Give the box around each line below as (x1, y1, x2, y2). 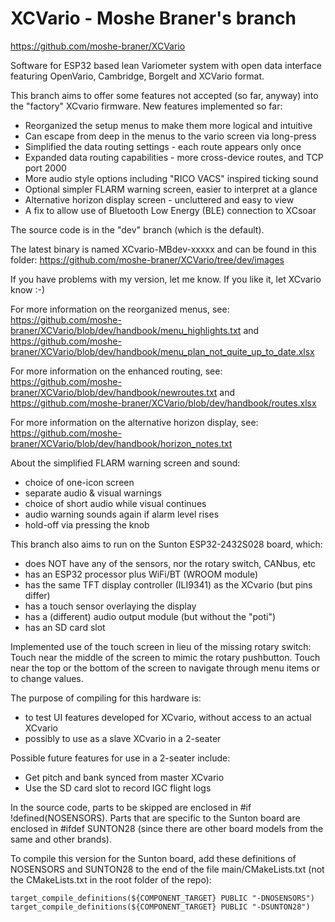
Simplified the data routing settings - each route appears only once (24, 140, 302, 152)
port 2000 (24, 162, 67, 174)
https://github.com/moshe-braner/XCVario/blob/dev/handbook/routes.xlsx (10, 397, 317, 409)
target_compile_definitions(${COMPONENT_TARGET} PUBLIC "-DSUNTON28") (10, 902, 311, 912)
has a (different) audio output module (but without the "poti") (24, 610, 277, 622)
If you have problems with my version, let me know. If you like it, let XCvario (10, 273, 322, 285)
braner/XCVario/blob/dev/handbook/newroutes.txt (10, 386, 218, 398)
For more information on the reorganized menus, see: (10, 303, 230, 315)
